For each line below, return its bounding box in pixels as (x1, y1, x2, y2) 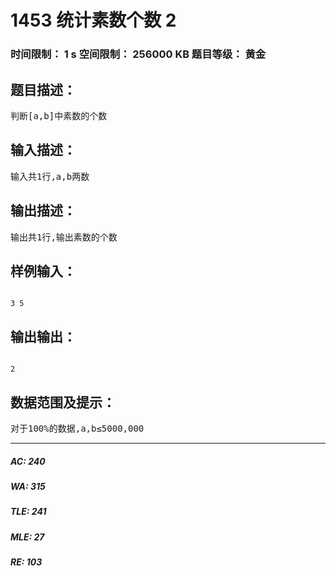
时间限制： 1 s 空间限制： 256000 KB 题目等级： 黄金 (10, 47, 267, 61)
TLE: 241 (10, 506, 47, 518)
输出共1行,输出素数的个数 (10, 231, 118, 243)
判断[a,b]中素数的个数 (10, 110, 108, 121)
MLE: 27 (10, 531, 45, 543)
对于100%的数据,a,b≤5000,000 (10, 422, 145, 434)
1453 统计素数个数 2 (10, 9, 177, 32)
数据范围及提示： (10, 394, 116, 411)
